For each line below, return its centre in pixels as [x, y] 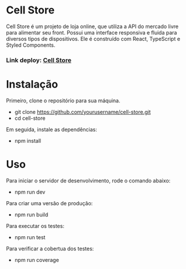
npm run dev [30, 192]
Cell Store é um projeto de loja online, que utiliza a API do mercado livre [92, 26]
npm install [28, 140]
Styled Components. [31, 45]
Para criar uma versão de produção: [49, 203]
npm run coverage [37, 260]
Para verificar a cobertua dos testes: [50, 249]
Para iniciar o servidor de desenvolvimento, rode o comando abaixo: [88, 180]
